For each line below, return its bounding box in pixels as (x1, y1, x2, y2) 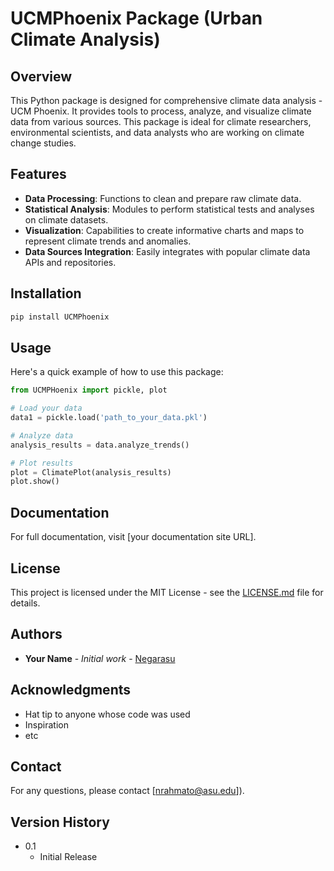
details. (10, 597, 41, 609)
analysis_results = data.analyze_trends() (10, 440, 190, 450)
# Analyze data (10, 430, 74, 441)
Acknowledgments (10, 682, 132, 699)
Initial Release (39, 851, 98, 863)
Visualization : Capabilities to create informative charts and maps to (24, 224, 305, 236)
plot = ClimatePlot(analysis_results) (10, 467, 172, 477)
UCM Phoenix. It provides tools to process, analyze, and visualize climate (10, 105, 312, 117)
